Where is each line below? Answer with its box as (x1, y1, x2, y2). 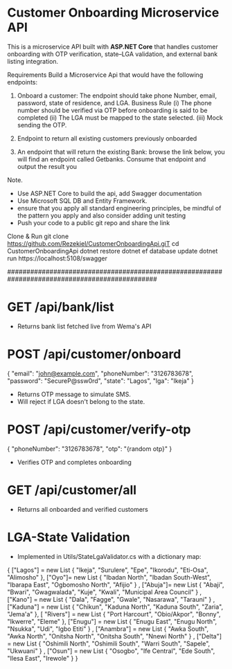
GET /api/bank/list (7, 299, 114, 315)
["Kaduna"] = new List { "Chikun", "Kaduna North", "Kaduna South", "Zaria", (7, 603, 224, 611)
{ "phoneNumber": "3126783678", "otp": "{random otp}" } (7, 445, 172, 453)
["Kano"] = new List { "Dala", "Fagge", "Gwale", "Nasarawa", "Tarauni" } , (7, 595, 215, 603)
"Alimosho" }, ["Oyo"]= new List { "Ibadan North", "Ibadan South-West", (7, 573, 211, 581)
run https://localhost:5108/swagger (7, 254, 107, 262)
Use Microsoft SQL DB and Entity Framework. (17, 196, 148, 205)
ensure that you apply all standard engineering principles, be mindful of (17, 204, 222, 212)
